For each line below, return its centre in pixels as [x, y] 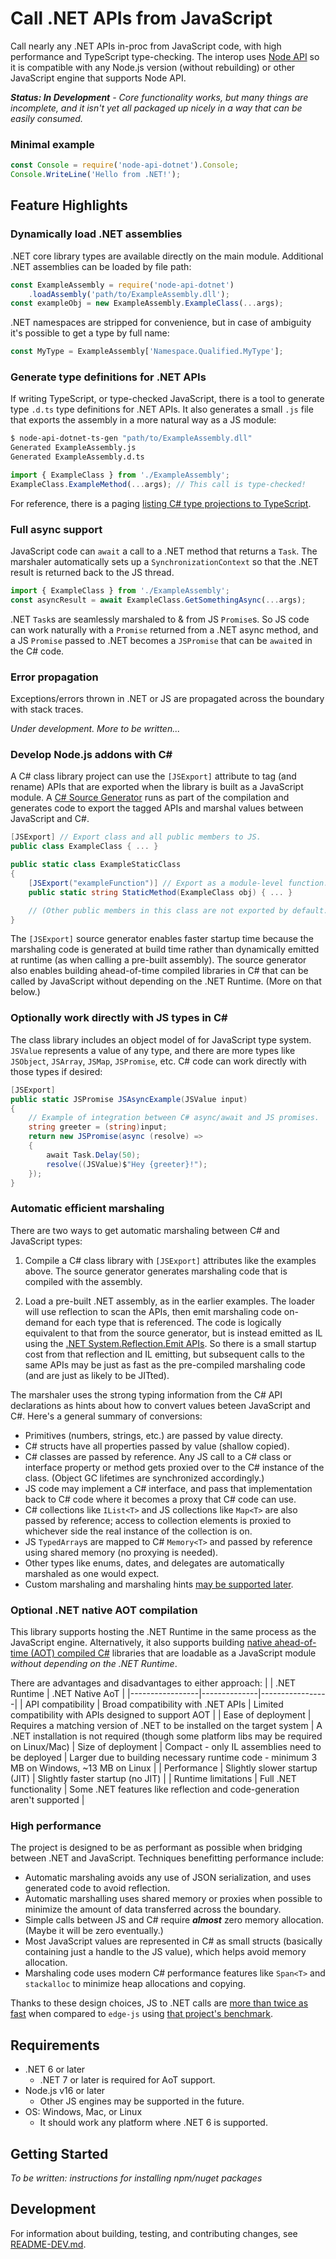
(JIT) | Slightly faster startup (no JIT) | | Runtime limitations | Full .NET [153, 1778]
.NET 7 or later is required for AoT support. [127, 2080]
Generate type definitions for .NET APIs [108, 377]
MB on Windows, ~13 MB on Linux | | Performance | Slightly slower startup [164, 1768]
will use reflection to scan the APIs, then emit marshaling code [153, 1311]
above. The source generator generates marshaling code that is [156, 1271]
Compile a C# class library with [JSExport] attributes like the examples [170, 1260]
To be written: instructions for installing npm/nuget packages [136, 2178]
